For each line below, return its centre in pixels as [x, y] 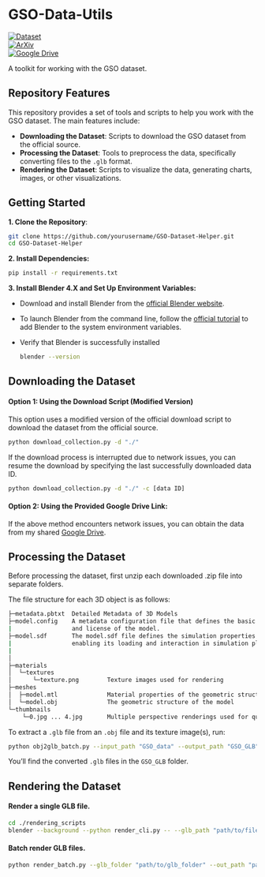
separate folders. [36, 584]
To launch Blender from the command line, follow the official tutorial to [134, 319]
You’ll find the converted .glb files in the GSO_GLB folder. [99, 761]
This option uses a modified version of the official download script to [120, 419]
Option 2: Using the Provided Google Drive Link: [88, 506]
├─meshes [22, 688]
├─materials [28, 665]
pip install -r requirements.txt [63, 273]
